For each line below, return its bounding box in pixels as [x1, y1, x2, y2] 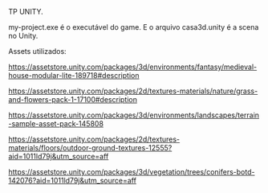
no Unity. [8, 31, 39, 40]
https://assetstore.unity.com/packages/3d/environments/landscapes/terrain [8, 110, 259, 120]
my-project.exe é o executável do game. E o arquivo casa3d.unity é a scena [8, 23, 259, 31]
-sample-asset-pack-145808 [8, 119, 104, 128]
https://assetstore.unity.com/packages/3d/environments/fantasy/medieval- [8, 62, 258, 72]
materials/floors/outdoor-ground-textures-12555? [8, 143, 173, 152]
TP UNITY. [8, 7, 44, 16]
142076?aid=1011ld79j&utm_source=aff [8, 176, 136, 185]
